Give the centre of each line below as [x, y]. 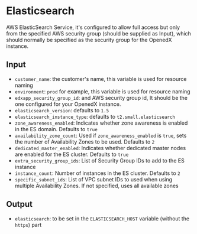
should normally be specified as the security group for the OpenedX [89, 40]
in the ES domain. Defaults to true [56, 129]
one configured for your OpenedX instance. [68, 104]
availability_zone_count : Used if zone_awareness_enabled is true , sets [101, 135]
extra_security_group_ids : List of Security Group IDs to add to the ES [99, 160]
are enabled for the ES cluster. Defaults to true [72, 154]
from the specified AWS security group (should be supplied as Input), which [98, 33]
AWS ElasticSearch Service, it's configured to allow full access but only [93, 27]
